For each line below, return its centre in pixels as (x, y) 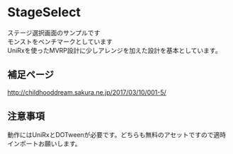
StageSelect (44, 12)
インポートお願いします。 (44, 143)
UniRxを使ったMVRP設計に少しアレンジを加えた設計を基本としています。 (114, 50)
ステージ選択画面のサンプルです (54, 32)
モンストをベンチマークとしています (60, 41)
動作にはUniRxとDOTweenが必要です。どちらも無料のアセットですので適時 (117, 134)
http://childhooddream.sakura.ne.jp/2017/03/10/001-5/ (87, 92)
